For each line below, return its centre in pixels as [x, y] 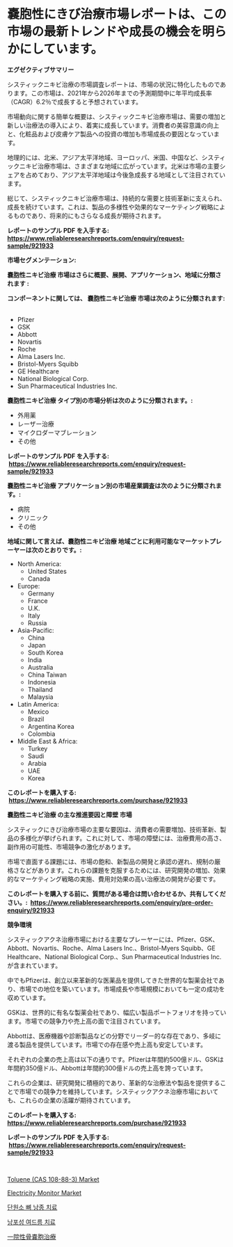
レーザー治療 [35, 424]
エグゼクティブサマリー [41, 70]
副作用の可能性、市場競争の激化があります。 [71, 846]
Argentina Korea [51, 726]
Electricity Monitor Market [45, 1193]
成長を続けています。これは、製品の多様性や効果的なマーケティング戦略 [110, 207]
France [38, 601]
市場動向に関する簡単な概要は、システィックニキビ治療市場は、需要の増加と [117, 116]
